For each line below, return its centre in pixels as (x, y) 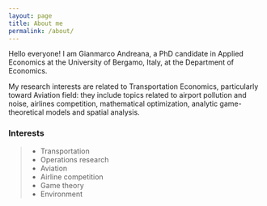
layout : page (30, 16)
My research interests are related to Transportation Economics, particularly (133, 86)
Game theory (62, 185)
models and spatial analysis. (93, 112)
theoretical (26, 112)
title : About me (36, 23)
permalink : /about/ (41, 31)
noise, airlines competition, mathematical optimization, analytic (113, 104)
